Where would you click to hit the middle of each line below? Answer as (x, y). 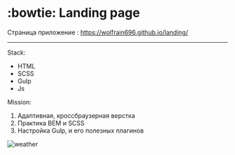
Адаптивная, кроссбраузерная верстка (76, 115)
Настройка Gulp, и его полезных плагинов (80, 130)
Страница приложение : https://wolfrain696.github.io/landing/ (98, 32)
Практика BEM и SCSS (51, 123)
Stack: (16, 52)
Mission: (19, 102)
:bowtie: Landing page (74, 13)
